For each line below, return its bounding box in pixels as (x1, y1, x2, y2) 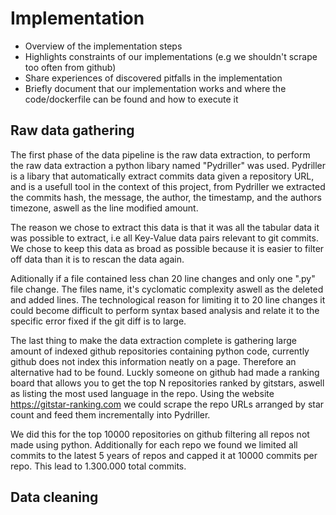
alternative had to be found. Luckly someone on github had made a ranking (10, 366, 320, 378)
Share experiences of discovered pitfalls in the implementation (24, 72, 283, 84)
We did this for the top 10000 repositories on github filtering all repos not (10, 428, 310, 440)
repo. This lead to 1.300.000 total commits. (10, 460, 187, 472)
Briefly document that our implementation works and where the (24, 82, 287, 94)
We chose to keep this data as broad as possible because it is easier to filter (10, 242, 325, 254)
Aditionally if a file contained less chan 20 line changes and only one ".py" (10, 272, 316, 284)
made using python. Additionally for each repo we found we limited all (10, 438, 298, 451)
